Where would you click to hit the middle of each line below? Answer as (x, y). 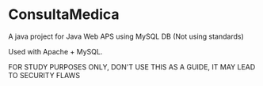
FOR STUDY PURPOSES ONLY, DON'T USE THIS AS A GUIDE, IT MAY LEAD (132, 67)
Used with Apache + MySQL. (55, 51)
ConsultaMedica (64, 15)
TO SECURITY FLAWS (44, 75)
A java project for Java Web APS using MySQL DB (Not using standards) (126, 36)
